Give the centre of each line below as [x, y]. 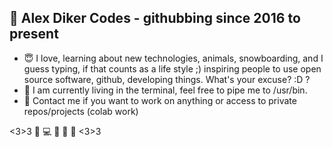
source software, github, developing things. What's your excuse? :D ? [167, 79]
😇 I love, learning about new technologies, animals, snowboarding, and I [173, 58]
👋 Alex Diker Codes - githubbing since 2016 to [155, 18]
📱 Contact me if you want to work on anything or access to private [160, 100]
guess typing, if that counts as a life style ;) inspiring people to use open [172, 68]
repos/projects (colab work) [81, 111]
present [34, 34]
